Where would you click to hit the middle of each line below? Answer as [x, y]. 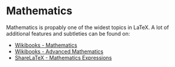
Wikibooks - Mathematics [46, 45]
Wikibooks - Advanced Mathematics [59, 51]
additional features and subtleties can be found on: [68, 33]
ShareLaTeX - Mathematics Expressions [63, 58]
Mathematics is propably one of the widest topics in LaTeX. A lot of [88, 27]
